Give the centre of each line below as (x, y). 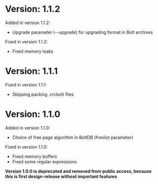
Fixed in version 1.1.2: (26, 42)
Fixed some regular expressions (44, 161)
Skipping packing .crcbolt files (43, 94)
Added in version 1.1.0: (28, 128)
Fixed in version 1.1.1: (26, 85)
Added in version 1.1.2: (28, 23)
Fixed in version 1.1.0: (26, 147)
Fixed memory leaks (33, 51)
